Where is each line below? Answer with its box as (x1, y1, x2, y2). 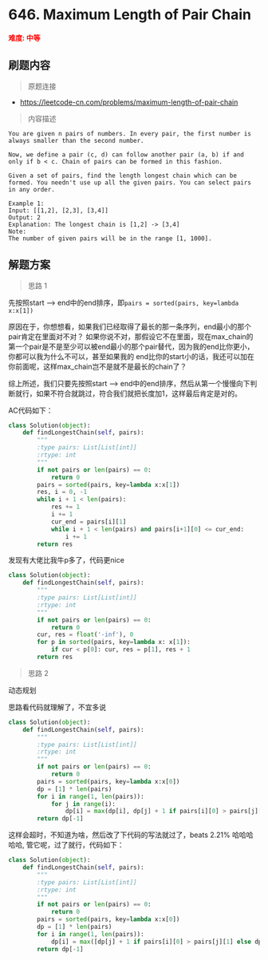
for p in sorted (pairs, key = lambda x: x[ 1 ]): (37, 638, 191, 646)
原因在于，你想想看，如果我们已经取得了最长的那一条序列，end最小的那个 (8, 322, 252, 331)
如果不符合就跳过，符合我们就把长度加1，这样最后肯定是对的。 (35, 389, 242, 398)
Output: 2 (8, 213, 41, 221)
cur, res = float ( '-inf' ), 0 (37, 630, 134, 639)
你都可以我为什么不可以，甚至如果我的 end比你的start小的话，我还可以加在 (8, 351, 254, 361)
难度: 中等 (8, 33, 41, 42)
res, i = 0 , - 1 (37, 488, 88, 496)
